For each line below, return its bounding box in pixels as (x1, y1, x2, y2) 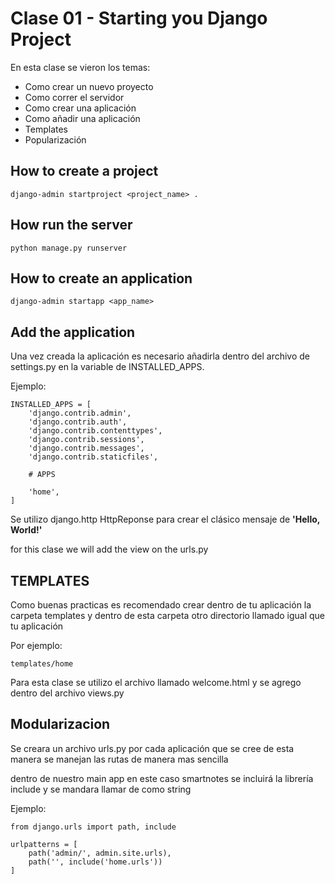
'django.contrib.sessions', (28, 435, 145, 445)
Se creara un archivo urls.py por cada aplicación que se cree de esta (10, 742, 295, 754)
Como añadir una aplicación (24, 112, 141, 124)
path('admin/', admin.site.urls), (28, 848, 172, 858)
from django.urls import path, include (10, 822, 177, 832)
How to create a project (10, 163, 159, 180)
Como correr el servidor (24, 91, 125, 103)
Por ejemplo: (10, 640, 63, 651)
